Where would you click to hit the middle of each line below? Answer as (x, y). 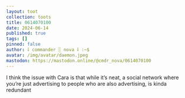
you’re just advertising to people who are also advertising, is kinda (86, 83)
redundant (19, 90)
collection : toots (29, 17)
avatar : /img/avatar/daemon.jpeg (47, 55)
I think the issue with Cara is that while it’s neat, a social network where (92, 77)
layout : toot (22, 11)
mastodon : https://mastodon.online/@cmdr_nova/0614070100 (79, 60)
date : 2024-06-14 (27, 28)
